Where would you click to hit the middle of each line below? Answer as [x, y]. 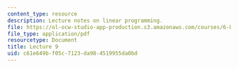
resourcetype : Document [42, 40]
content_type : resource [42, 14]
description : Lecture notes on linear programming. [85, 21]
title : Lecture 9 [33, 47]
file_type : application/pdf [49, 34]
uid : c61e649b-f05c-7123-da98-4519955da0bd [73, 54]
